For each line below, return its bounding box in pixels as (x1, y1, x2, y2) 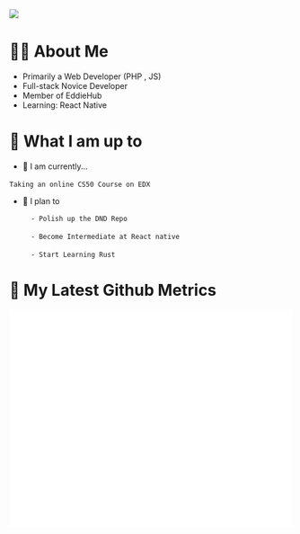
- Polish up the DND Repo (31, 214, 128, 223)
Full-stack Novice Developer (22, 80, 128, 91)
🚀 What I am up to (9, 131, 143, 152)
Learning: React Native (22, 99, 108, 111)
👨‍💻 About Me (9, 41, 110, 62)
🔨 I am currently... (22, 161, 88, 172)
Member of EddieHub (22, 90, 102, 101)
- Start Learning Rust (31, 250, 116, 259)
